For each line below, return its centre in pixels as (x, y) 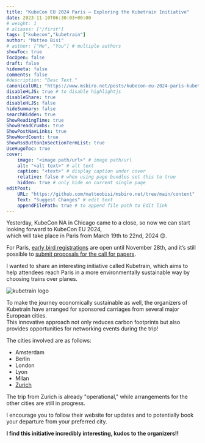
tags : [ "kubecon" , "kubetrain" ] (46, 35)
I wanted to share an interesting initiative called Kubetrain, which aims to (97, 266)
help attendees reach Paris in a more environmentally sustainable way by (98, 272)
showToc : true (24, 52)
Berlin (23, 359)
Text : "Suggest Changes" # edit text (65, 199)
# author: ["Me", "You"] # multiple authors (64, 47)
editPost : (19, 188)
